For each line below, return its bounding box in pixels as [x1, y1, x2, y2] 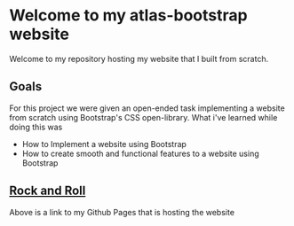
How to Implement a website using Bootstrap [21, 138, 187, 149]
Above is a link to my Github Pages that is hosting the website [9, 207, 235, 217]
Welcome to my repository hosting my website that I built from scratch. [9, 53, 269, 64]
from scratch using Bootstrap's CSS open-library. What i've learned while [9, 112, 278, 122]
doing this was [9, 121, 63, 132]
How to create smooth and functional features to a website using [21, 148, 259, 159]
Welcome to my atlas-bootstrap [9, 5, 248, 26]
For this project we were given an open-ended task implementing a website [9, 103, 286, 113]
